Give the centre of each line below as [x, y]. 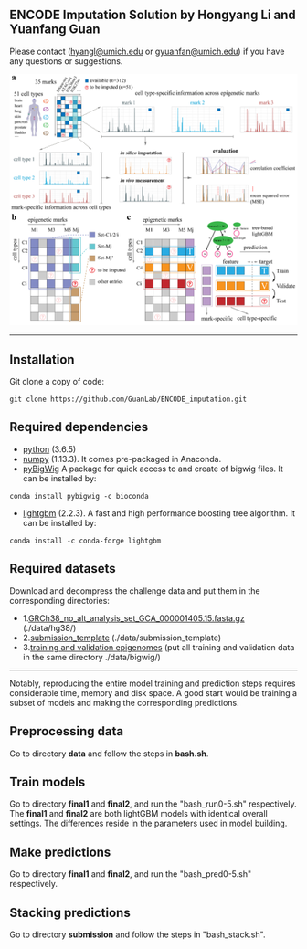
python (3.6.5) [49, 449]
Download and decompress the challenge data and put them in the [135, 590]
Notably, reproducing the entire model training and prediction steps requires [153, 683]
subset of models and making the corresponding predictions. [124, 702]
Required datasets [63, 569]
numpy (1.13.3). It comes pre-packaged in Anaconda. [122, 459]
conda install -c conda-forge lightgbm [85, 541]
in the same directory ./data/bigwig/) [92, 657]
